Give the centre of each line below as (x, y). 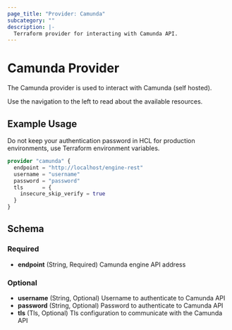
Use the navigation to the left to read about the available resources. (105, 102)
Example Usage (42, 124)
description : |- (31, 27)
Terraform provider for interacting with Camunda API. (96, 33)
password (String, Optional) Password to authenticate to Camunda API (120, 305)
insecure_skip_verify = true (63, 194)
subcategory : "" (31, 20)
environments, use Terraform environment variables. (84, 148)
